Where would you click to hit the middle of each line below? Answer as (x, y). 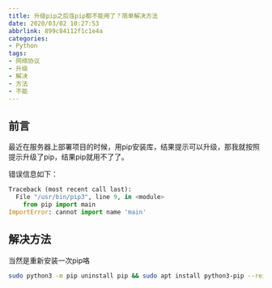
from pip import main (59, 204)
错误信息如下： (33, 174)
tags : (17, 53)
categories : (28, 38)
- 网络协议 (24, 61)
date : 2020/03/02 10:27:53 (54, 23)
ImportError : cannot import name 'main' (78, 212)
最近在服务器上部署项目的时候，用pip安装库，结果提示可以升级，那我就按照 (134, 147)
